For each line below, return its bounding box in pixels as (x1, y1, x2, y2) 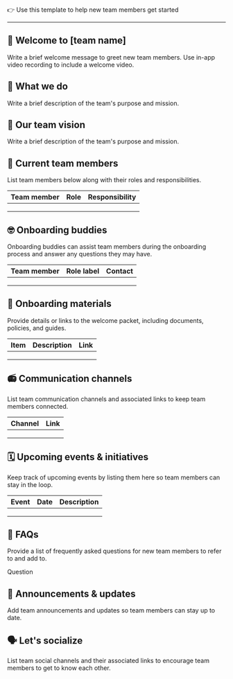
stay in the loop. (7, 480, 53, 488)
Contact (106, 266, 134, 276)
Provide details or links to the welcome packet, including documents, (7, 316, 204, 324)
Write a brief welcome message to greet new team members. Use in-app (7, 53, 216, 61)
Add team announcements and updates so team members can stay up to (7, 606, 216, 615)
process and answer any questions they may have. (7, 250, 153, 258)
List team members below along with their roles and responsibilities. (7, 176, 202, 184)
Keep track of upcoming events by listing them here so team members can (7, 473, 221, 482)
